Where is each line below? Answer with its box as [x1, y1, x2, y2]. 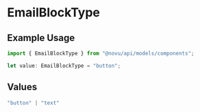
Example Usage [7, 32, 75, 44]
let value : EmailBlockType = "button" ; [7, 62, 121, 69]
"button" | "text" [7, 99, 60, 107]
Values [7, 81, 38, 93]
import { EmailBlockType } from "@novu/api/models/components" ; [7, 50, 195, 57]
